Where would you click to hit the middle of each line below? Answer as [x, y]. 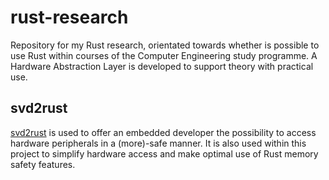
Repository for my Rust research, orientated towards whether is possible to [165, 45]
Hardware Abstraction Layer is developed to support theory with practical [162, 66]
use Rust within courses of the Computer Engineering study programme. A [164, 55]
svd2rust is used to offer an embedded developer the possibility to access [163, 132]
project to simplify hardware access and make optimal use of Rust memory [164, 153]
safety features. [43, 164]
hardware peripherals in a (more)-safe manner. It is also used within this [158, 143]
